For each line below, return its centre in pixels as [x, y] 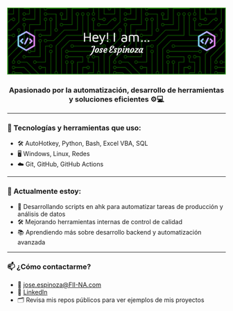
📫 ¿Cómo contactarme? [49, 267]
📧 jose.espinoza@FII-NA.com [59, 285]
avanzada [31, 242]
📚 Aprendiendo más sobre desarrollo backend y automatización [109, 232]
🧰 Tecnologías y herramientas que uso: [74, 128]
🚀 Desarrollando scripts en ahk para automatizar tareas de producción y [120, 206]
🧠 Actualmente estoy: [44, 192]
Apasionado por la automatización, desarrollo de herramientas [116, 90]
